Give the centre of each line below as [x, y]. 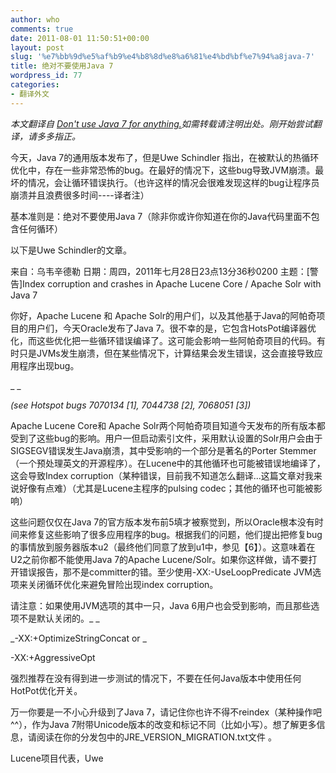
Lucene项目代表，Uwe [57, 758]
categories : [35, 85]
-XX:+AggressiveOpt [53, 657]
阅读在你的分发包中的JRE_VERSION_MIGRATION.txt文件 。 [157, 737]
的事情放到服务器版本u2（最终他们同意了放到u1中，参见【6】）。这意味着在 [163, 547]
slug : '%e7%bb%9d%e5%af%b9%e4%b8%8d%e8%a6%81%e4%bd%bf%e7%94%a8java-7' [162, 57]
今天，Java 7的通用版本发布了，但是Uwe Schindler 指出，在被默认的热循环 [165, 157]
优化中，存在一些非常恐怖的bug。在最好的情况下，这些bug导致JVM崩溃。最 [167, 170]
